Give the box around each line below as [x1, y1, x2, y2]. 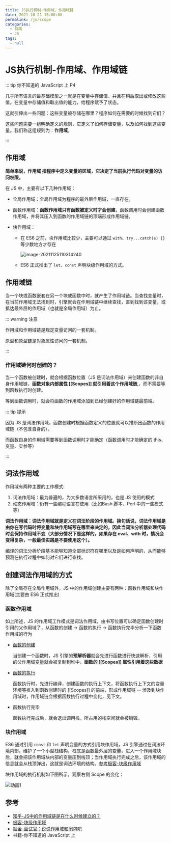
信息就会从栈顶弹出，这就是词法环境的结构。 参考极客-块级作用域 [5, 760, 141, 767]
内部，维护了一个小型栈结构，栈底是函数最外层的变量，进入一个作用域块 [9, 747, 161, 754]
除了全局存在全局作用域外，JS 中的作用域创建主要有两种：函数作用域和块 [5, 585, 159, 591]
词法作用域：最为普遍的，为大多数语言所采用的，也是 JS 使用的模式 [12, 495, 155, 501]
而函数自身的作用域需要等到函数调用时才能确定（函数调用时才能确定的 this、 [5, 437, 166, 443]
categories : [5, 21, 31, 27]
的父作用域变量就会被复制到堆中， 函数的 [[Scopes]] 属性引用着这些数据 [12, 659, 163, 665]
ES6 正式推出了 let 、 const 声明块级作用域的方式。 [20, 262, 127, 268]
